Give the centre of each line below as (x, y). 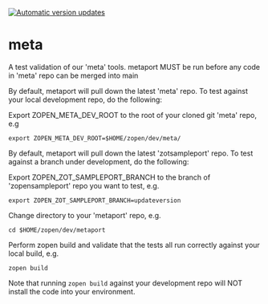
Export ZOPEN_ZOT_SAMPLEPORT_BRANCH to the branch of (110, 177)
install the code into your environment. (72, 291)
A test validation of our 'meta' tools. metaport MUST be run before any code (134, 67)
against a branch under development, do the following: (99, 161)
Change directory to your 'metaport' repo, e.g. (85, 215)
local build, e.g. (34, 253)
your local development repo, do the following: (85, 99)
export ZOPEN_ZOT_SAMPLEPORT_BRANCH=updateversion (95, 201)
